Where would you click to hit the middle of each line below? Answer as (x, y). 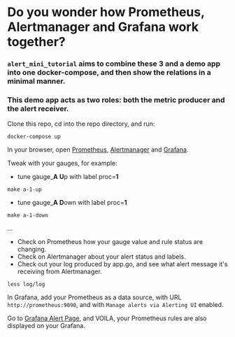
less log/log (26, 285)
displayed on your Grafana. (46, 326)
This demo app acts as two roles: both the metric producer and (116, 100)
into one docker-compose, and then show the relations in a (109, 73)
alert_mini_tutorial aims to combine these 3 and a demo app (114, 64)
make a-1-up (24, 189)
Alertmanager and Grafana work (103, 27)
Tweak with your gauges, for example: (62, 163)
